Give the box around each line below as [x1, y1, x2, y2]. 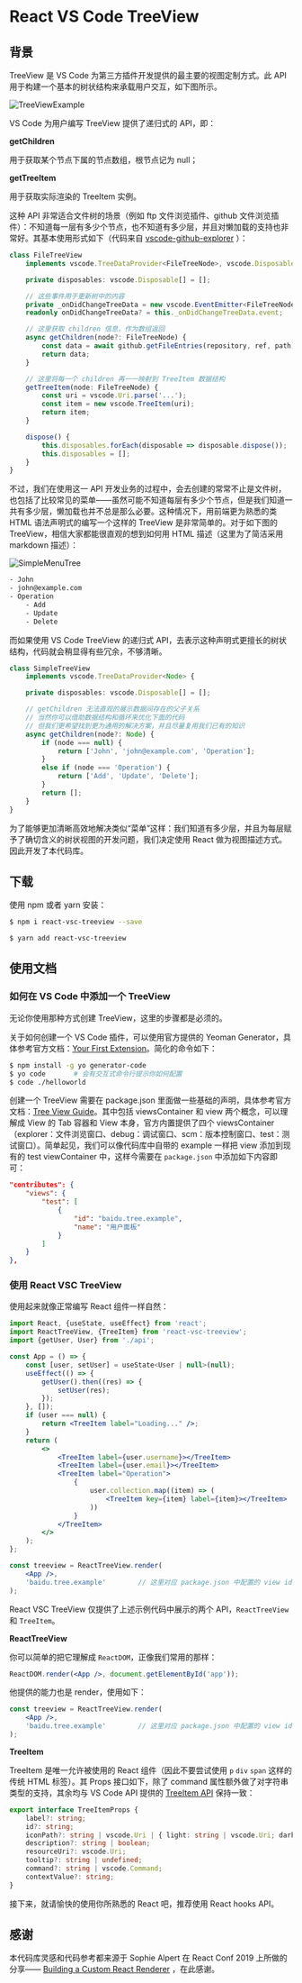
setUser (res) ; [57, 1386, 111, 1395]
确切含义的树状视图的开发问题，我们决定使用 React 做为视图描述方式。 [24, 833, 288, 844]
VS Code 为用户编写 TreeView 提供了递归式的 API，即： [9, 118, 217, 128]
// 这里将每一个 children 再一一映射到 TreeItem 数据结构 [25, 374, 226, 384]
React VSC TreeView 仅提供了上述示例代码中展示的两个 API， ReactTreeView [9, 1604, 289, 1615]
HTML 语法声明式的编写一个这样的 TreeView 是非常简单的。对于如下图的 [9, 517, 279, 528]
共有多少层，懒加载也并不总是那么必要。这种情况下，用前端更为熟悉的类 [9, 506, 277, 517]
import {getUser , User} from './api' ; [9, 1336, 155, 1345]
